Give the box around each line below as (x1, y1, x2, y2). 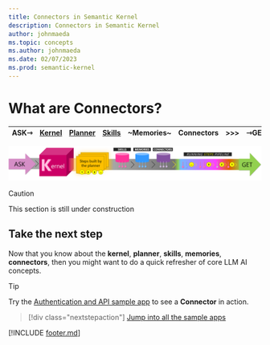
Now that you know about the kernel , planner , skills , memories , (8, 249, 223, 258)
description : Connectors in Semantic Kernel (8, 21, 160, 30)
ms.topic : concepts (8, 39, 74, 47)
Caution (8, 189, 35, 198)
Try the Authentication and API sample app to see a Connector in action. (8, 297, 249, 306)
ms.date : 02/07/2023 (8, 55, 78, 63)
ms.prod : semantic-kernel (8, 64, 95, 72)
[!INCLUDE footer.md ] (8, 327, 81, 337)
